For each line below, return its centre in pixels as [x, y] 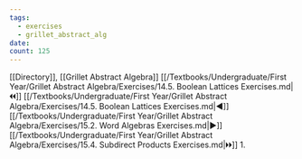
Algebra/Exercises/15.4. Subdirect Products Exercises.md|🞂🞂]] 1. [127, 145]
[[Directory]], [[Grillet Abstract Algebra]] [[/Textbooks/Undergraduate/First [148, 77]
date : [19, 43]
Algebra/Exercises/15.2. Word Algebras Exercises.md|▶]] [116, 126]
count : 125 [30, 51]
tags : [19, 18]
